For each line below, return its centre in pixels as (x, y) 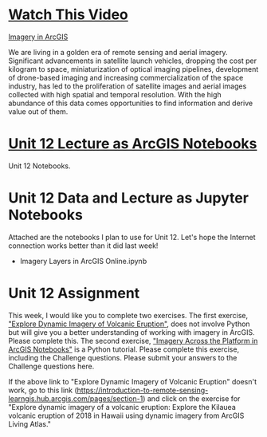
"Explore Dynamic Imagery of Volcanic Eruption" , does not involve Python (129, 324)
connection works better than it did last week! (83, 246)
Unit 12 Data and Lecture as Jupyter (129, 198)
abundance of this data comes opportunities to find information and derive (131, 103)
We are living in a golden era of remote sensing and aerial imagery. (118, 52)
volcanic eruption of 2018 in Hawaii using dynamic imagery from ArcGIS (126, 415)
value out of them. (38, 111)
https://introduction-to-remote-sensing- (143, 390)
